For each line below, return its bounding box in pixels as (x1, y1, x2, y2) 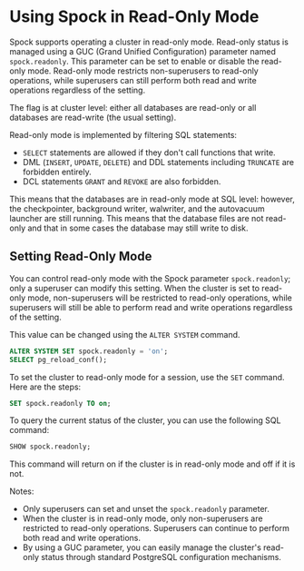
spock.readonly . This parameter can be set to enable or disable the (9, 55, 260, 66)
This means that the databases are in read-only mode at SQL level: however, (9, 193, 295, 204)
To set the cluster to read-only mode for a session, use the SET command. (9, 371, 285, 382)
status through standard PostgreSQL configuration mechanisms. (40, 552, 281, 563)
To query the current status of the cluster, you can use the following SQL (9, 415, 281, 426)
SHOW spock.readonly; (9, 442, 92, 451)
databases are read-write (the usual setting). (9, 112, 177, 123)
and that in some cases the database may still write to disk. (26, 222, 249, 233)
